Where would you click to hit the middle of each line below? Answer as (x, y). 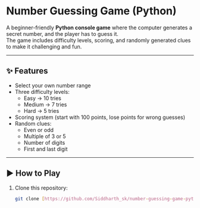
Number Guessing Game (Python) (91, 11)
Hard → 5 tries (41, 111)
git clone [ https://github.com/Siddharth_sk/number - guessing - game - (100, 198)
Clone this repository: (41, 188)
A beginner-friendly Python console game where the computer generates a (99, 27)
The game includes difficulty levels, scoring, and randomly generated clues (99, 40)
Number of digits (44, 142)
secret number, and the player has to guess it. (62, 33)
